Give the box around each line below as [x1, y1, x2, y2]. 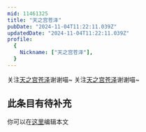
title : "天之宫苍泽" [7, 17, 61, 24]
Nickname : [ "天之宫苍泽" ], [20, 49, 93, 56]
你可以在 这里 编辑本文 [7, 117, 68, 126]
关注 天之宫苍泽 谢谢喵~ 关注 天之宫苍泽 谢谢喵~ [7, 75, 140, 83]
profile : [7, 36, 33, 43]
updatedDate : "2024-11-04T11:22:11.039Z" [7, 29, 130, 37]
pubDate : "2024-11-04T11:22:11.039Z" [7, 23, 117, 30]
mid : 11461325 [7, 10, 49, 17]
